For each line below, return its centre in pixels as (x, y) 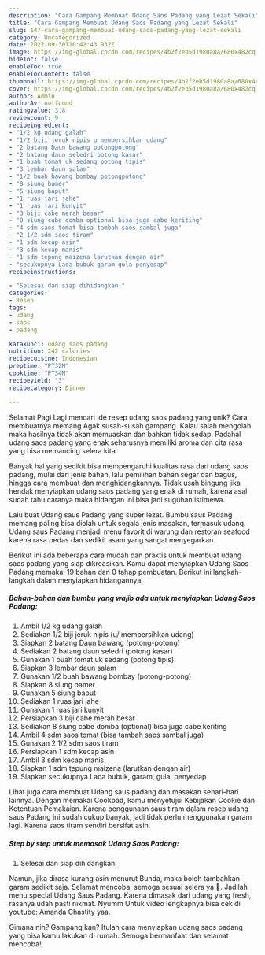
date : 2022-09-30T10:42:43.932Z (62, 45)
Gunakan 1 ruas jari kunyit (62, 710)
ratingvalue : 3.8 (37, 111)
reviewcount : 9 (34, 118)
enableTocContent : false (50, 74)
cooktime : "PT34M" (39, 373)
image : (20, 52)
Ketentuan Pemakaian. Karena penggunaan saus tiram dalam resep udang (129, 809)
